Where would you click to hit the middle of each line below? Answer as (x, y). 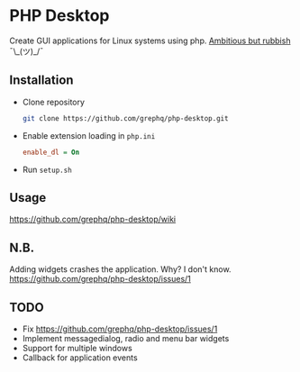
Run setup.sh (47, 169)
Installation (41, 81)
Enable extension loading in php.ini (89, 135)
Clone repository (54, 102)
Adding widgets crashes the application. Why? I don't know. (120, 269)
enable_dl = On (51, 152)
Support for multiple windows (77, 348)
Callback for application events (80, 358)
